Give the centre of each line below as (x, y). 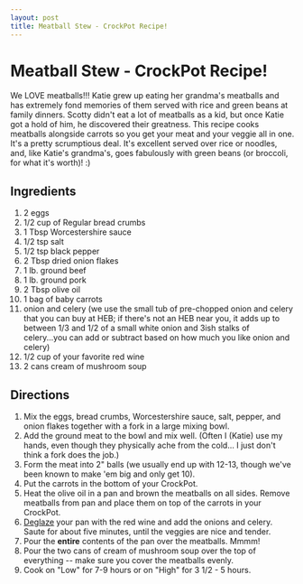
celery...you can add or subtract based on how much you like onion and (156, 338)
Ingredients (43, 191)
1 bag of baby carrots (63, 300)
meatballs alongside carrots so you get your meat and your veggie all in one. (152, 134)
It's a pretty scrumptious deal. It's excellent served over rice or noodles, (144, 144)
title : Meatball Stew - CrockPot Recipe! (89, 26)
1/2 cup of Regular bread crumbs (84, 223)
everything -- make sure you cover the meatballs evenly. (128, 561)
